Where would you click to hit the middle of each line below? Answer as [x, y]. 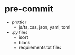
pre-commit [29, 9]
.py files [19, 32]
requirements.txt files [40, 47]
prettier [19, 22]
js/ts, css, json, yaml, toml [45, 27]
